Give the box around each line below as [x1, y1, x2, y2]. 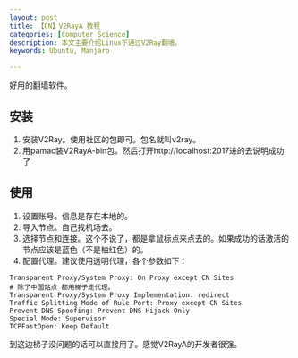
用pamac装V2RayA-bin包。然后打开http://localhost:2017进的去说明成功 [21, 145, 285, 156]
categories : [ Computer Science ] [9, 30, 130, 38]
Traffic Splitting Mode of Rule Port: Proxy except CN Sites [9, 298, 243, 307]
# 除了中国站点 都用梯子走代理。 [9, 283, 115, 292]
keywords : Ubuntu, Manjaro [9, 47, 110, 55]
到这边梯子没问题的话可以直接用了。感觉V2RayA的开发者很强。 [9, 338, 243, 349]
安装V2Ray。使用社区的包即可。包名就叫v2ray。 [21, 133, 201, 144]
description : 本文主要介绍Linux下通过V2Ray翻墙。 [9, 38, 182, 47]
